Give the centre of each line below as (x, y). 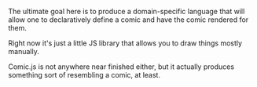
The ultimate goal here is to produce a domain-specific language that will (127, 11)
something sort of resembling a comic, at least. (84, 75)
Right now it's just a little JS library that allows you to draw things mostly (125, 43)
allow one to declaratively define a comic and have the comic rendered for (128, 20)
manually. (24, 51)
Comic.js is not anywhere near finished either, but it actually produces (121, 67)
